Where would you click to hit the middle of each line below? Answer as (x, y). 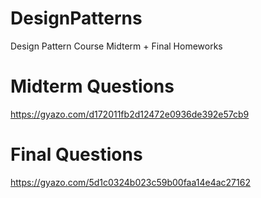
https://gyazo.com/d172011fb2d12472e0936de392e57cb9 (130, 114)
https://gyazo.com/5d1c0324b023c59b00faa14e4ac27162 (130, 182)
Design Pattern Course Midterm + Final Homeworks (116, 46)
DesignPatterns (76, 18)
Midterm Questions (92, 86)
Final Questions (76, 154)
